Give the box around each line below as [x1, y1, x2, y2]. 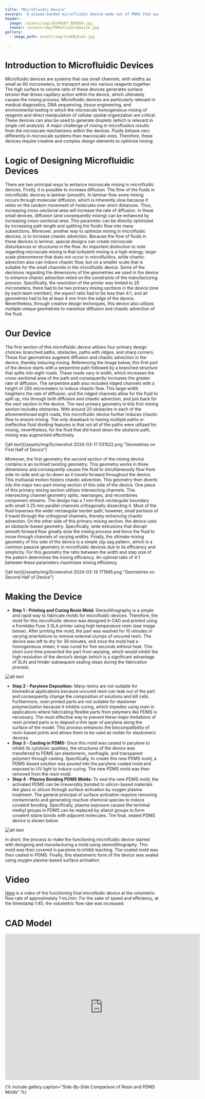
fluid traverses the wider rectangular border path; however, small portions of [5, 507, 158, 514]
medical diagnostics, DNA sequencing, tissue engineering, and [5, 102, 131, 108]
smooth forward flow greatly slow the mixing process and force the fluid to [5, 528, 155, 534]
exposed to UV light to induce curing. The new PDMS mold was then [12, 765, 150, 772]
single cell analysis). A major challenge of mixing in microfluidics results [5, 122, 149, 128]
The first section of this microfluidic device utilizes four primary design [5, 344, 147, 350]
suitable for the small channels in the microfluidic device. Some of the [5, 264, 145, 270]
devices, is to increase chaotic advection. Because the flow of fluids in [5, 233, 147, 239]
